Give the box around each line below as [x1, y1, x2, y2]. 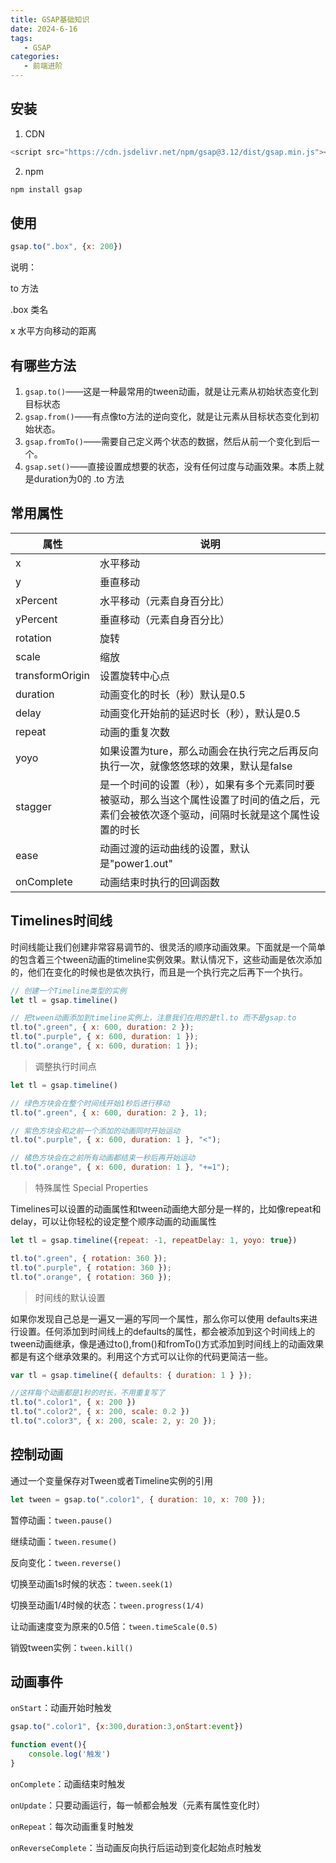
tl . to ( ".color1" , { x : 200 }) [10, 1397, 137, 1408]
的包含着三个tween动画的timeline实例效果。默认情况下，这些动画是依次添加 [10, 953, 323, 965]
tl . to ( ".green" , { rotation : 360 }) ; [10, 1253, 168, 1263]
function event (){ [10, 1740, 87, 1750]
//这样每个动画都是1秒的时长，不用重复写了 [10, 1388, 166, 1398]
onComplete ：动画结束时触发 [10, 1777, 126, 1790]
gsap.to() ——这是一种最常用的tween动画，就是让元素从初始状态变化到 [24, 386, 319, 398]
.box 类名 [10, 304, 49, 316]
